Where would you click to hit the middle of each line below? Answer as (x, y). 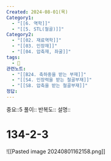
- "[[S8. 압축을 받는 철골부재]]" (50, 86)
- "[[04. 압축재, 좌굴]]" (41, 52)
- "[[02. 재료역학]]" (37, 40)
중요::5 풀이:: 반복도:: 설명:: (39, 109)
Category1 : (20, 18)
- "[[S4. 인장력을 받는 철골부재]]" (52, 80)
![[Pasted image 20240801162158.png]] (56, 151)
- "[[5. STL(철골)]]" (38, 29)
